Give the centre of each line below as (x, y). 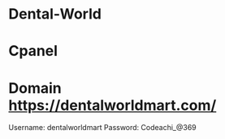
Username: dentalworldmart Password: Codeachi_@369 (102, 128)
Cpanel (33, 51)
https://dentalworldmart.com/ (112, 105)
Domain (35, 88)
